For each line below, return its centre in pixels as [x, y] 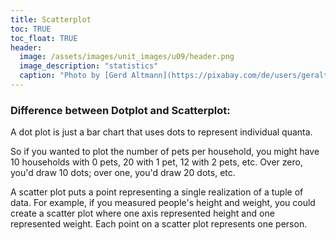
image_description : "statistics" [89, 66]
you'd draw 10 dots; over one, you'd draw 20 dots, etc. [123, 173]
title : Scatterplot [51, 19]
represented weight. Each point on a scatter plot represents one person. [159, 224]
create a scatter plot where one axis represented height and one [142, 213]
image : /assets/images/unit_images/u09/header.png [127, 57]
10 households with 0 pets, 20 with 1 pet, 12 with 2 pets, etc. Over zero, [156, 162]
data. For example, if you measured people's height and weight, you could [163, 203]
